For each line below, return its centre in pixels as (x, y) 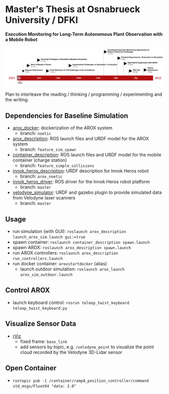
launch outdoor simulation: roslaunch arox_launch (72, 269)
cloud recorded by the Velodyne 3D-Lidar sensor (71, 352)
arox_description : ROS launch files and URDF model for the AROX (81, 139)
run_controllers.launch (38, 259)
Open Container (31, 368)
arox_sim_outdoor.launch (46, 275)
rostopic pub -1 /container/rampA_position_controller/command (81, 381)
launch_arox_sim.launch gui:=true (49, 237)
